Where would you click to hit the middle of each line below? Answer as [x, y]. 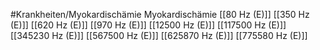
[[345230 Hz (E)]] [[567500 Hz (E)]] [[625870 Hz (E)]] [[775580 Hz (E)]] [159, 35]
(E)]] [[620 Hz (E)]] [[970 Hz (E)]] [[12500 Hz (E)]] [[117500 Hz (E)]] [148, 25]
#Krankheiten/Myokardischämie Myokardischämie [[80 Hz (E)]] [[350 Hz [160, 14]
